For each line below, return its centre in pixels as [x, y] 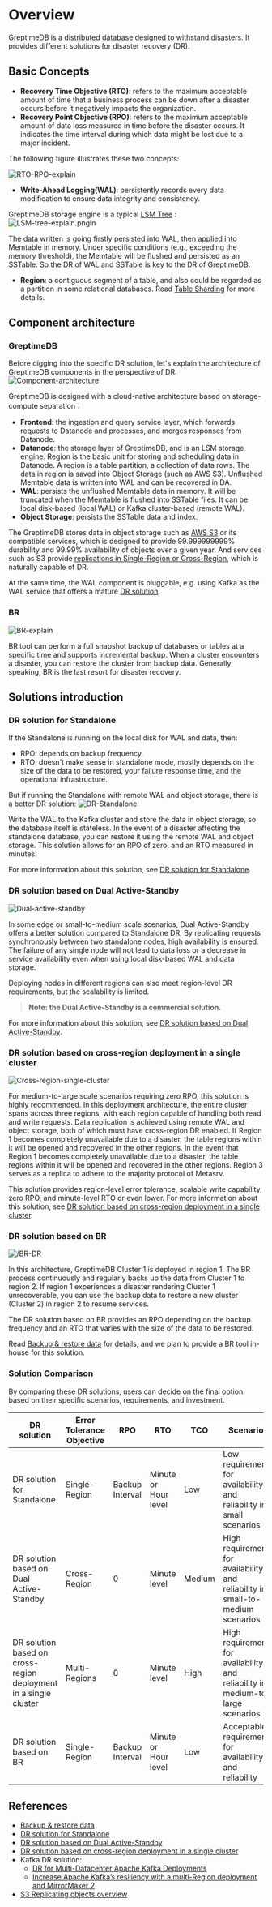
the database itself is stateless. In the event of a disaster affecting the [124, 828]
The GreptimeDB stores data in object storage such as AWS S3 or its [123, 533]
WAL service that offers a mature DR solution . [84, 591]
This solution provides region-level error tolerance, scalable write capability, [135, 1189]
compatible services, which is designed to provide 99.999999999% [122, 542]
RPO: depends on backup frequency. [82, 754]
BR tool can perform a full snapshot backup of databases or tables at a [126, 645]
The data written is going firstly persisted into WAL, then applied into [123, 238]
